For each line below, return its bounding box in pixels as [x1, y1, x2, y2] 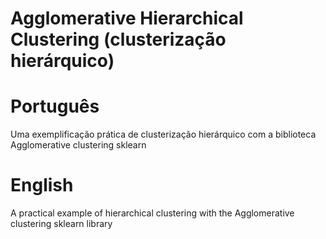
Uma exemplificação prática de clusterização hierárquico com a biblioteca [10, 128, 317, 141]
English [10, 174, 74, 197]
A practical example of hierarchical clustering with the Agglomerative [10, 207, 295, 219]
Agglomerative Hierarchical [10, 7, 244, 30]
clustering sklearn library [10, 218, 113, 230]
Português [10, 95, 100, 118]
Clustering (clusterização [10, 28, 227, 51]
